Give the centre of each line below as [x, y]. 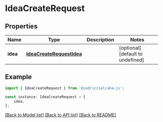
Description [100, 40]
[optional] [130, 48]
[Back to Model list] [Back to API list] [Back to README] [61, 115]
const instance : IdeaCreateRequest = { [45, 97]
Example [18, 77]
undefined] [131, 60]
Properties [21, 26]
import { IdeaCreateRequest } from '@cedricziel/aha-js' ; [65, 88]
